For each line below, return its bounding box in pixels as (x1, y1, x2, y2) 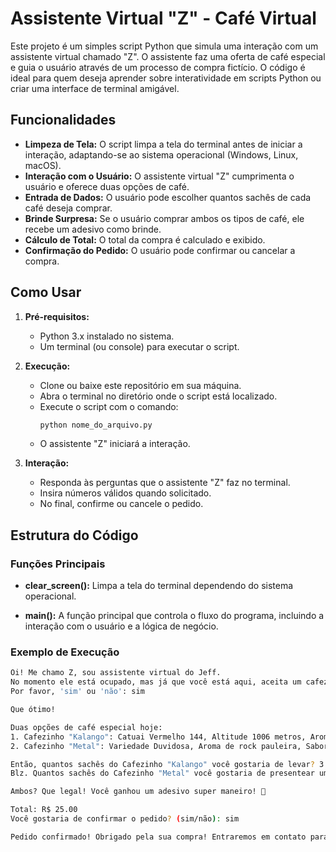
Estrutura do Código (10, 527, 139, 544)
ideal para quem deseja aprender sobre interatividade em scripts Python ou (10, 72, 322, 84)
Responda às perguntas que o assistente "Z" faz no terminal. (39, 477, 291, 489)
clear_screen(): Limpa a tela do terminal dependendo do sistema (24, 580, 294, 592)
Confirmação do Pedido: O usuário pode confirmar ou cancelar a (24, 244, 296, 256)
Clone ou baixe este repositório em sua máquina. (39, 379, 242, 391)
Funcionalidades (10, 112, 117, 129)
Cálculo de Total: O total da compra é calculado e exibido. (24, 233, 266, 246)
